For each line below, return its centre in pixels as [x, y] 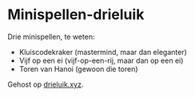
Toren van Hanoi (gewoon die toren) [78, 68]
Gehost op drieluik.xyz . [46, 84]
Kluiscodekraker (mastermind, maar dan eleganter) [103, 52]
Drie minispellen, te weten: [51, 37]
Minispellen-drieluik [76, 15]
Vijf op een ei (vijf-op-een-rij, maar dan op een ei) [101, 60]
